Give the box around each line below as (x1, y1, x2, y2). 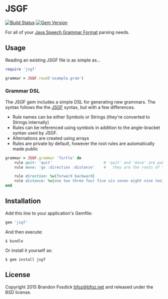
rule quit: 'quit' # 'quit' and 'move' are (14, 160, 155, 165)
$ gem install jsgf (5, 257, 46, 262)
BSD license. (5, 289, 31, 295)
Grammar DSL (5, 87, 40, 94)
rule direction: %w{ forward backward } (14, 173, 95, 179)
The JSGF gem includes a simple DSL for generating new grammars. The (5, 98, 156, 105)
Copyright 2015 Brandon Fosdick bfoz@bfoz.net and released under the (5, 283, 153, 290)
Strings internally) (12, 119, 49, 125)
